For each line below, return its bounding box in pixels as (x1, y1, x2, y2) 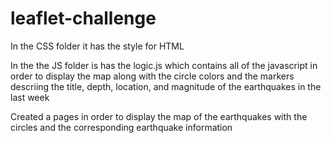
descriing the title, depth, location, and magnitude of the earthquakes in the (10, 80, 322, 92)
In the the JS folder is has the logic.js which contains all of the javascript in (10, 59, 318, 71)
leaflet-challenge (10, 7, 157, 30)
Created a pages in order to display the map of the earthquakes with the (10, 110, 308, 122)
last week (10, 91, 50, 103)
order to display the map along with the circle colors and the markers (10, 70, 295, 82)
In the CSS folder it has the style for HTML (10, 40, 185, 52)
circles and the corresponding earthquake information (10, 121, 233, 133)
